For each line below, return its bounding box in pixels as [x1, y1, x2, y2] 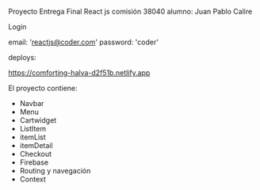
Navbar [19, 99, 44, 108]
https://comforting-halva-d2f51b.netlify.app [8, 68, 151, 78]
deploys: [8, 53, 37, 62]
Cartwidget [19, 116, 57, 125]
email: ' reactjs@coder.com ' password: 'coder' [8, 37, 159, 47]
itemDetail [19, 141, 53, 150]
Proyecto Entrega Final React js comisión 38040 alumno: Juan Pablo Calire [8, 7, 253, 16]
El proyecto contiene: [8, 83, 78, 93]
